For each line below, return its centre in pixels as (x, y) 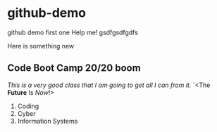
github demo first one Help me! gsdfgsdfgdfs (73, 32)
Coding (28, 106)
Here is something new (41, 46)
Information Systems (48, 121)
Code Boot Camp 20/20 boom (74, 68)
